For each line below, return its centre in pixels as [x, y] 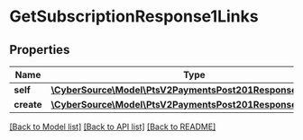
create [28, 105]
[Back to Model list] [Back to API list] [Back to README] [113, 127]
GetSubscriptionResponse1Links [134, 17]
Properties [40, 50]
